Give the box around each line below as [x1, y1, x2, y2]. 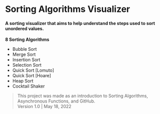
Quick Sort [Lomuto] [12, 67, 55, 73]
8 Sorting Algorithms [5, 36, 50, 43]
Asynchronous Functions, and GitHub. [17, 98, 95, 104]
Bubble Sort [12, 46, 37, 52]
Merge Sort [12, 51, 36, 58]
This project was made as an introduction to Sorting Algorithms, [17, 93, 148, 99]
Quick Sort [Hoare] [12, 73, 51, 79]
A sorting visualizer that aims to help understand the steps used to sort [5, 20, 156, 26]
